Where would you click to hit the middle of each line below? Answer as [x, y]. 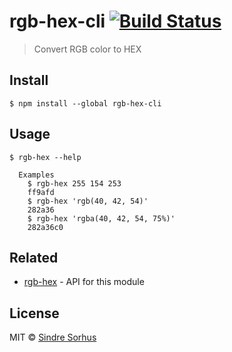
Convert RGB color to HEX [87, 49]
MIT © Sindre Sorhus [53, 337]
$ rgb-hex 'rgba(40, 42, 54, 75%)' [101, 218]
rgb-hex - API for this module [84, 282]
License [34, 313]
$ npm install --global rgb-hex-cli [85, 103]
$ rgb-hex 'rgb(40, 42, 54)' [88, 201]
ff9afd [41, 192]
